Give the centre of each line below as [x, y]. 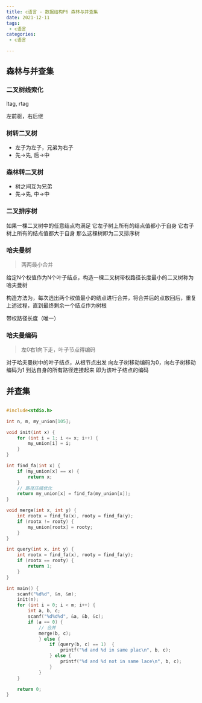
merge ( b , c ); [55, 633]
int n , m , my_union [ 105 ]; [39, 421]
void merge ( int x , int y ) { [42, 510]
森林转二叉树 [25, 172]
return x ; [40, 477]
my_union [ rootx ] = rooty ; [61, 527]
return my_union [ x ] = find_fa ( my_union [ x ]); [74, 494]
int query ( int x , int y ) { [40, 549]
